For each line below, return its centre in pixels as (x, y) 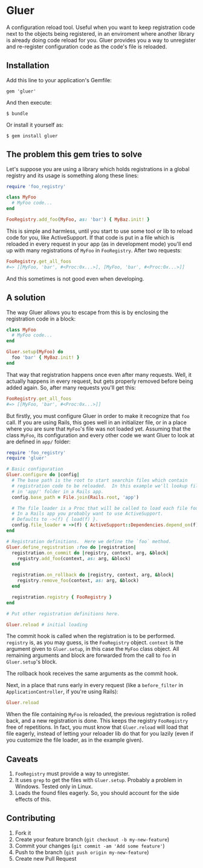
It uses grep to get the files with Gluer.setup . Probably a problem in (98, 780)
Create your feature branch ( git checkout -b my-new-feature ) (92, 839)
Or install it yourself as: (35, 125)
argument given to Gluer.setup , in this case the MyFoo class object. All (93, 649)
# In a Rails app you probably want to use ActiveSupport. (88, 514)
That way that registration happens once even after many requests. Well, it (99, 374)
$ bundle (17, 113)
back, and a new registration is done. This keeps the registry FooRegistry (97, 721)
